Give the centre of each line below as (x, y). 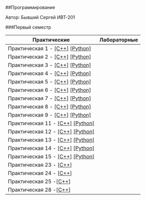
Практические (51, 40)
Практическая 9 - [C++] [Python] (49, 115)
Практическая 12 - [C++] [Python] (51, 131)
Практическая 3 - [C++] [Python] (49, 65)
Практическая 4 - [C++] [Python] (49, 73)
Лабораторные (119, 40)
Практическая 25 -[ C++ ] (39, 181)
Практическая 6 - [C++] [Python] (49, 90)
